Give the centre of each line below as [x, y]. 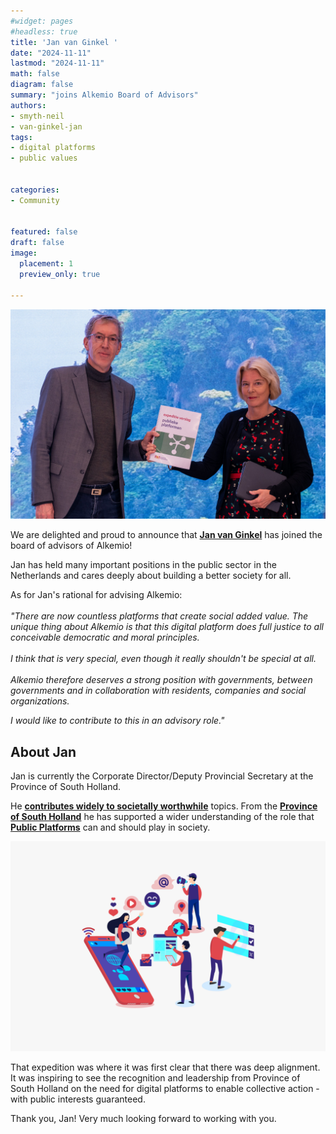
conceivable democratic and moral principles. [105, 637]
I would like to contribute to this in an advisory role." [117, 721]
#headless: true [44, 31]
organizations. [40, 701]
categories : [35, 190]
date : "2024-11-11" [51, 53]
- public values [44, 158]
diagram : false [42, 85]
